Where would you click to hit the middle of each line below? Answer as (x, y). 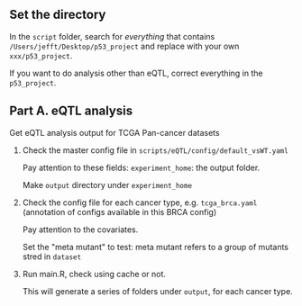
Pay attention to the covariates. (80, 229)
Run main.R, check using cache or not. (94, 274)
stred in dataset (52, 256)
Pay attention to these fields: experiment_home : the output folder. (141, 167)
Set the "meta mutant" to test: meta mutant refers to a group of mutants (155, 247)
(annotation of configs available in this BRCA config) (119, 211)
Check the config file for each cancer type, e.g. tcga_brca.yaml (140, 202)
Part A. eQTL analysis (71, 111)
